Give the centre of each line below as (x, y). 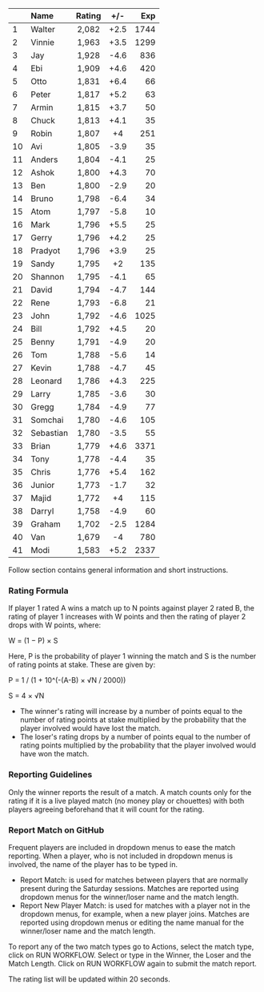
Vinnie (42, 42)
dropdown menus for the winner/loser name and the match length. (129, 897)
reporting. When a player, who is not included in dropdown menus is (121, 856)
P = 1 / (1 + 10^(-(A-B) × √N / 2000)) (67, 680)
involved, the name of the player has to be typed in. (93, 864)
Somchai (47, 420)
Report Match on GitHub (56, 830)
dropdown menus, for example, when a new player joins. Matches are (134, 913)
